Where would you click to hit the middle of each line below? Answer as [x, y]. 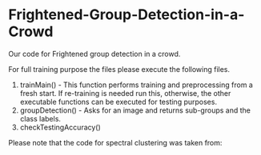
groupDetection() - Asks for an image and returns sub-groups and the [135, 110]
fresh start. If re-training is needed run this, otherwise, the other [125, 93]
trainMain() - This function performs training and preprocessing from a [137, 85]
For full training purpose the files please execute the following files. [119, 69]
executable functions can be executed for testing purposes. [118, 101]
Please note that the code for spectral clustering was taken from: [115, 142]
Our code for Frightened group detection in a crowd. [94, 54]
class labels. [40, 118]
